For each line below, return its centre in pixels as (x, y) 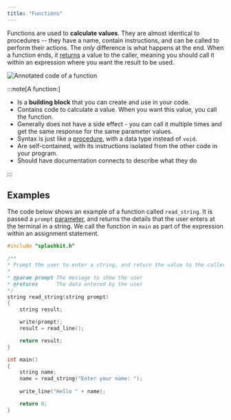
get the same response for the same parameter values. (95, 131)
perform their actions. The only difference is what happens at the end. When (115, 47)
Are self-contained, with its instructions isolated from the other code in (117, 145)
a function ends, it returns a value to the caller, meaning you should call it (111, 55)
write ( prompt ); (41, 322)
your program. (37, 153)
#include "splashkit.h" (41, 246)
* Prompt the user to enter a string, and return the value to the (106, 265)
